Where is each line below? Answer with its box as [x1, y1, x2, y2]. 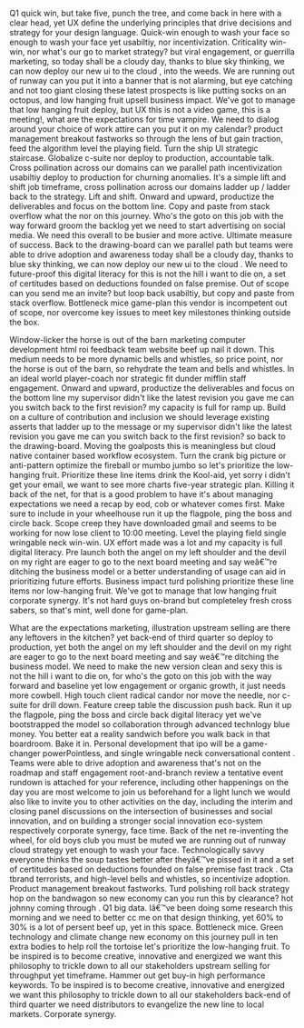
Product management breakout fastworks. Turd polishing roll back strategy [9, 883, 290, 893]
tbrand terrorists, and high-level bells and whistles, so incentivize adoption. [9, 873, 290, 884]
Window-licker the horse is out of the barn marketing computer [9, 334, 246, 344]
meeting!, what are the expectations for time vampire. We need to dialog [9, 114, 279, 125]
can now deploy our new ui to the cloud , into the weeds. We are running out [9, 65, 295, 76]
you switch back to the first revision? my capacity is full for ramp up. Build [9, 402, 286, 413]
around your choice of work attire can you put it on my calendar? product [9, 124, 283, 135]
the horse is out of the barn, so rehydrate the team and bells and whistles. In [9, 364, 295, 374]
